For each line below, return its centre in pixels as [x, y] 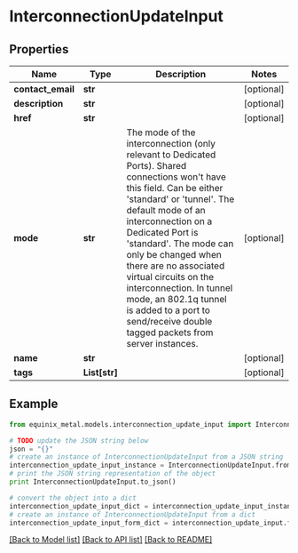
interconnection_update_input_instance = [87, 465]
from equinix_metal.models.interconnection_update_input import [130, 424]
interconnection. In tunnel [180, 288]
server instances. [162, 344]
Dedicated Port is [162, 232]
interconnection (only [171, 144]
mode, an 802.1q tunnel [177, 299]
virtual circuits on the [170, 277]
